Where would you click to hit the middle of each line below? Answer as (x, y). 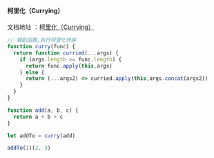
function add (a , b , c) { (43, 110)
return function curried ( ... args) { (66, 53)
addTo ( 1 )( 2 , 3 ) (29, 148)
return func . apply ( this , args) (69, 66)
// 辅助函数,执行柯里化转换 (42, 40)
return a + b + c (38, 117)
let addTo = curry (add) (41, 136)
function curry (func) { (41, 47)
